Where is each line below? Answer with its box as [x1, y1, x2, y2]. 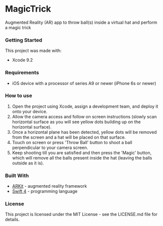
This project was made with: [5, 48, 62, 54]
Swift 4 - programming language [12, 188, 78, 194]
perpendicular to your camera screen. [12, 145, 89, 150]
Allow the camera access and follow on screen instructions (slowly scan [12, 113, 157, 119]
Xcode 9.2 [12, 57, 33, 63]
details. [5, 217, 20, 223]
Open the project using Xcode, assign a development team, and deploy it [12, 103, 159, 109]
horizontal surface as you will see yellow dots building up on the [12, 119, 141, 125]
